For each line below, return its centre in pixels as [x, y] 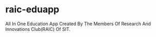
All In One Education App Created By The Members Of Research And [78, 24]
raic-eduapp [32, 10]
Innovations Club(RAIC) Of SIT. [38, 29]
